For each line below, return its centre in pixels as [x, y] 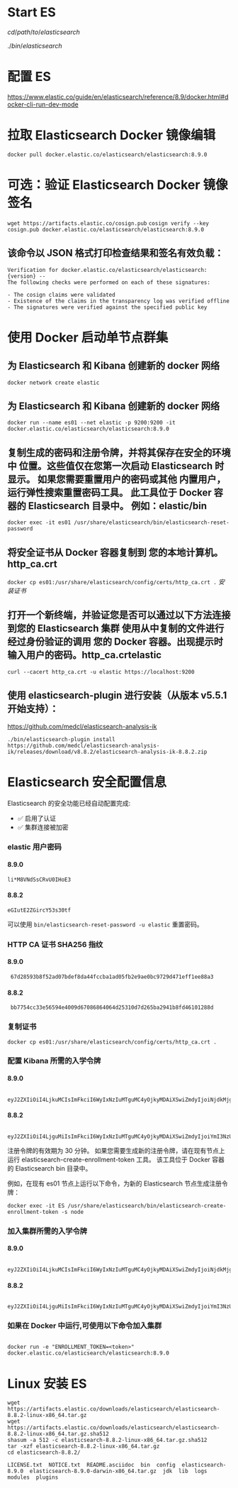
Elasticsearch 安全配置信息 [87, 782]
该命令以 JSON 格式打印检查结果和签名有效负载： [116, 253]
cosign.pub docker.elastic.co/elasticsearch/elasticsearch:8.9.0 [106, 229]
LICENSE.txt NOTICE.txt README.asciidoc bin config [91, 1465]
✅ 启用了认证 [37, 818]
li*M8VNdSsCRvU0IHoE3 [39, 880]
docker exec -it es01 [39, 523]
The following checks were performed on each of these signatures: [109, 282]
